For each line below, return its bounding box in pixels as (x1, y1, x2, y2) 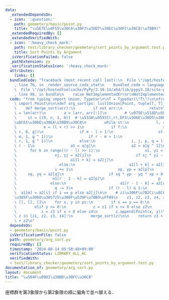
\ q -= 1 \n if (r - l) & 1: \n (14, 186, 147, 191)
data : (5, 7, 17, 13)
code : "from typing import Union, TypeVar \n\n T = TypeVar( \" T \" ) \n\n (10, 96, 158, 101)
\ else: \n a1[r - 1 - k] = (14, 181, 154, 186)
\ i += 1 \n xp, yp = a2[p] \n (14, 167, 154, 172)
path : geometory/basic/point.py (14, 21, 82, 27)
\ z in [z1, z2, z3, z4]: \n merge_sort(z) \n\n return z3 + (14, 214, 163, 219)
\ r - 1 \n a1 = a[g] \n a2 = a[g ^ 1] (14, 143, 161, 149)
